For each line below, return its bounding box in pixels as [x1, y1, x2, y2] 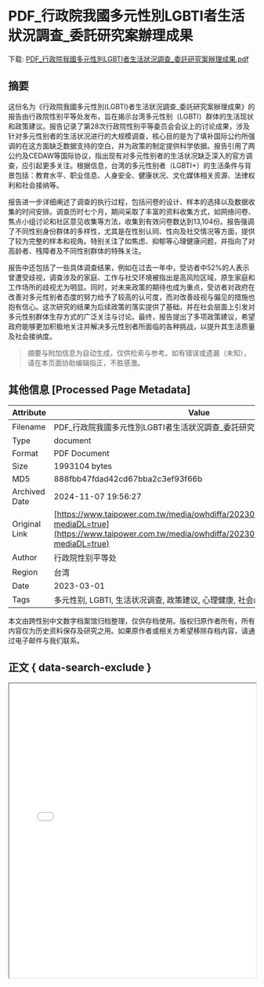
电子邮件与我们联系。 [14, 635, 84, 645]
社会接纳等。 [21, 180, 63, 189]
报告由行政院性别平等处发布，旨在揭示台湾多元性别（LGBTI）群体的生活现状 [8, 111, 255, 121]
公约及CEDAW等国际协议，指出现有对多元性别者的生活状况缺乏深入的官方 [8, 151, 246, 160]
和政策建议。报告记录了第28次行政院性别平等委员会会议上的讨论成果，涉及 [8, 121, 251, 130]
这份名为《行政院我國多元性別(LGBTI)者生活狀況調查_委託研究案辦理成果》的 [8, 101, 255, 111]
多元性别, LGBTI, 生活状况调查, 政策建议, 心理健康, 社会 [53, 594, 254, 605]
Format [12, 448, 38, 459]
